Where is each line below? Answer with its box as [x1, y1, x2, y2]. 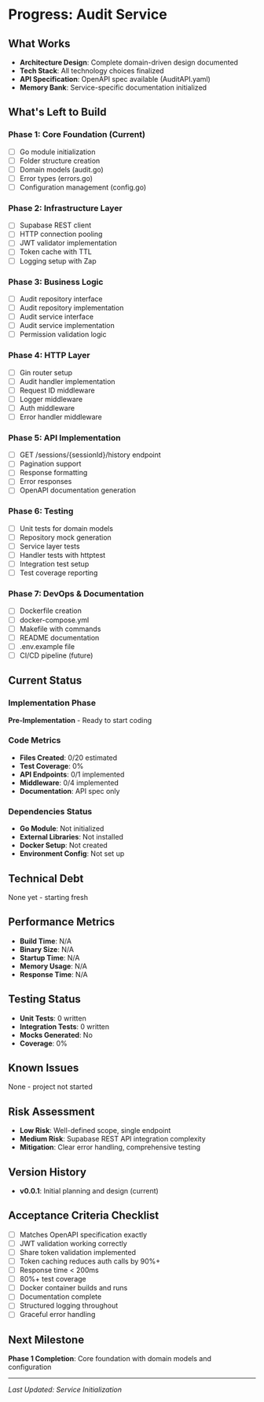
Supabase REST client [19, 220, 92, 230]
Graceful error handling [19, 1310, 96, 1319]
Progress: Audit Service [8, 6, 167, 24]
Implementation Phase [8, 698, 97, 709]
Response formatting [19, 468, 88, 478]
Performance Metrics [8, 915, 115, 929]
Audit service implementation [19, 321, 115, 330]
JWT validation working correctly [19, 1238, 127, 1248]
